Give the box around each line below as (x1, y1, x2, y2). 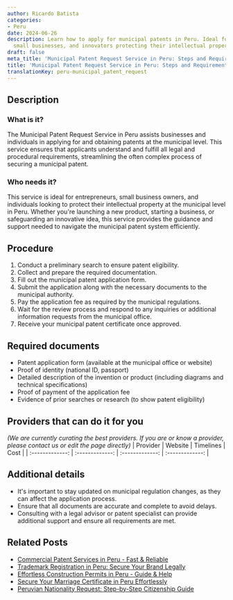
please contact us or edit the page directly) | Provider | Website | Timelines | (7, 441, 226, 449)
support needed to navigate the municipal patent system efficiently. (7, 223, 200, 231)
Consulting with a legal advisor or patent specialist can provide (17, 509, 198, 517)
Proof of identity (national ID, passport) (17, 366, 130, 375)
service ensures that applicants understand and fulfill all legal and (7, 145, 196, 153)
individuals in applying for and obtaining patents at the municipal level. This (7, 138, 223, 146)
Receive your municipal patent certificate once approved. (17, 320, 182, 328)
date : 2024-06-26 (7, 29, 58, 37)
